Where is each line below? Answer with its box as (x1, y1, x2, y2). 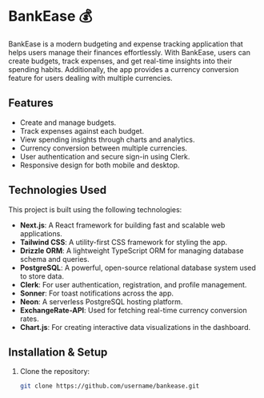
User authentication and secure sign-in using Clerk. (19, 151, 190, 161)
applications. (19, 228, 62, 238)
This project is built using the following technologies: (8, 204, 182, 214)
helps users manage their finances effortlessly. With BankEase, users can (8, 47, 250, 57)
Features (8, 96, 54, 110)
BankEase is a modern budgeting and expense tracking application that (8, 38, 244, 49)
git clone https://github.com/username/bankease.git (19, 382, 200, 390)
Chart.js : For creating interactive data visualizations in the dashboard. (19, 322, 251, 332)
